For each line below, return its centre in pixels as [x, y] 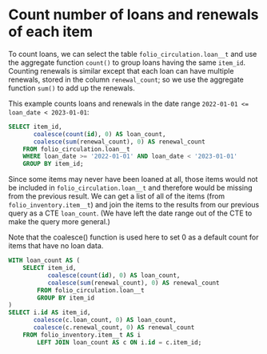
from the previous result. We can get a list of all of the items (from [117, 196]
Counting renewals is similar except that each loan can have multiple [121, 70]
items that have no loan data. [56, 246]
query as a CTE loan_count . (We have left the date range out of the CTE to [130, 213]
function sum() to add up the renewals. [72, 88]
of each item [51, 32]
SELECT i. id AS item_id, [50, 313]
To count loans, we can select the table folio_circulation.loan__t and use [133, 54]
